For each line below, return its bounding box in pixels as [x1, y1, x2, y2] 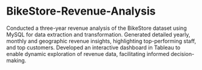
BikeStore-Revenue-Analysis [6, 4, 156, 18]
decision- [170, 50, 195, 57]
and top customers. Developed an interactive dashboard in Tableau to [6, 44, 181, 51]
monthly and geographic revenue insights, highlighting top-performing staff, [6, 37, 197, 44]
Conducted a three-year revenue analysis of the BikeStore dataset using [6, 24, 187, 32]
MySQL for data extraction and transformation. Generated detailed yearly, [6, 30, 190, 38]
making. [6, 57, 27, 64]
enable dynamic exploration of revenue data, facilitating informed [6, 50, 170, 57]
